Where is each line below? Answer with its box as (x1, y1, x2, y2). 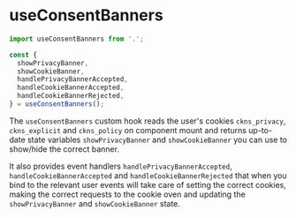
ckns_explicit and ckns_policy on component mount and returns (9, 124, 247, 135)
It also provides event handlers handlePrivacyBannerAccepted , (9, 161, 232, 171)
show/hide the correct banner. (9, 143, 119, 154)
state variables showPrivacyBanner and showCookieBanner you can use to (27, 134, 287, 145)
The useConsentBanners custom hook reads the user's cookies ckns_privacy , (9, 116, 286, 126)
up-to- (248, 124, 272, 135)
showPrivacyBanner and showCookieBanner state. (9, 198, 181, 208)
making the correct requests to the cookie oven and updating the (9, 189, 246, 199)
